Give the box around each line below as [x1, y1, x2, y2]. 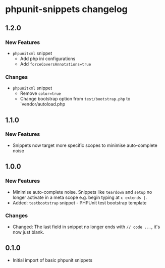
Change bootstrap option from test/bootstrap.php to [20, 96, 131, 102]
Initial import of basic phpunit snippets [12, 257, 92, 263]
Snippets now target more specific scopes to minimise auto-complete [12, 142, 157, 148]
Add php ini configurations [20, 56, 76, 62]
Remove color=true [20, 90, 62, 96]
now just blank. [12, 229, 44, 235]
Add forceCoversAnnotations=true [20, 61, 91, 67]
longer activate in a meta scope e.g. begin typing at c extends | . [12, 194, 147, 200]
